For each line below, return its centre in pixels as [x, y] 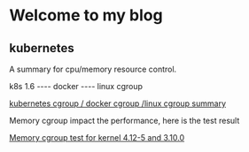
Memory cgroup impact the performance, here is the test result [124, 121]
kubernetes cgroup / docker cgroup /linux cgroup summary [118, 103]
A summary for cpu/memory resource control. [93, 69]
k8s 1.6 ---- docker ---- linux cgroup [76, 86]
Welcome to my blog [86, 15]
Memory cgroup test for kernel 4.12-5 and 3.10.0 [97, 137]
